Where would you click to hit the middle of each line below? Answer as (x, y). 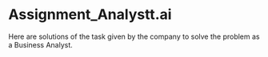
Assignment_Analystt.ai (90, 15)
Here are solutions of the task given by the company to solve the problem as (134, 36)
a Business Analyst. (41, 44)
